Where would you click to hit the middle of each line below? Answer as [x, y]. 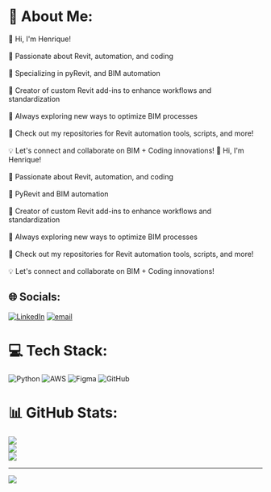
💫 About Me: [51, 17]
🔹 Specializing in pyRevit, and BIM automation [85, 73]
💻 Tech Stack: [58, 350]
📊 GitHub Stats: [63, 412]
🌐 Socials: [35, 297]
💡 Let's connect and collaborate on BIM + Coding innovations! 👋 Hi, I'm [126, 150]
